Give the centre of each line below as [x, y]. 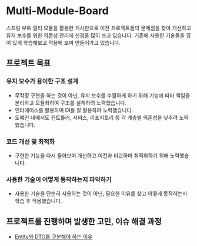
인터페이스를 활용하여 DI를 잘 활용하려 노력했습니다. [74, 110]
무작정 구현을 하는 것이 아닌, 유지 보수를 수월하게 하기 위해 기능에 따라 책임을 [102, 95]
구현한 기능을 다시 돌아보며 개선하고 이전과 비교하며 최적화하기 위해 [91, 155]
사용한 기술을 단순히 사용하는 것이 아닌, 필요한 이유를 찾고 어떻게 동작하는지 [101, 193]
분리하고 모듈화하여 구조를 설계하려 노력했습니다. [70, 103]
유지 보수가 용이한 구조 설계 [42, 81]
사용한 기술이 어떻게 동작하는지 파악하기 [59, 179]
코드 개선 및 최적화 [31, 142]
